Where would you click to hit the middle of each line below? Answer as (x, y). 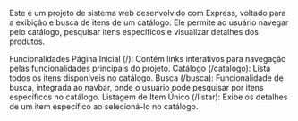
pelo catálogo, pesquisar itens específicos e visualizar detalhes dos (134, 32)
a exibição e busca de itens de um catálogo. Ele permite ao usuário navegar (149, 22)
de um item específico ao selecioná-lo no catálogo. (104, 106)
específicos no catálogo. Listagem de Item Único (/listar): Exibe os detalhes (149, 97)
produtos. (27, 41)
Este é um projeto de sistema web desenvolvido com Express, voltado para (148, 13)
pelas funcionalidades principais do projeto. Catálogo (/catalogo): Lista (140, 68)
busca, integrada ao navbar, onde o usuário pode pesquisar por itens (136, 87)
